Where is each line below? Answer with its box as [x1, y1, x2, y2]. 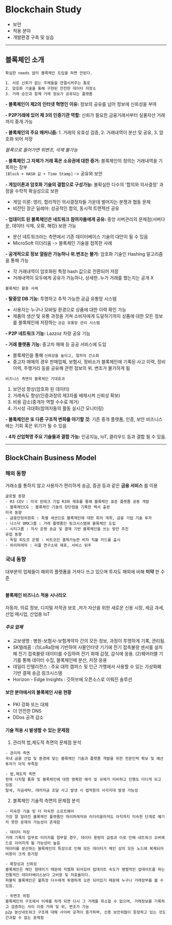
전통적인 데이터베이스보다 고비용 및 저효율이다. [5, 873, 91, 878]
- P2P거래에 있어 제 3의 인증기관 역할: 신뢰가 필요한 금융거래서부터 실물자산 [5, 112, 156, 118]
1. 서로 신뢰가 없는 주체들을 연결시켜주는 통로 [5, 80, 91, 85]
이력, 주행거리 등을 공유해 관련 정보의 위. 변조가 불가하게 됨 [12, 365, 131, 371]
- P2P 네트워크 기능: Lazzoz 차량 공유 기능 [5, 330, 91, 336]
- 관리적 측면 [5, 751, 30, 756]
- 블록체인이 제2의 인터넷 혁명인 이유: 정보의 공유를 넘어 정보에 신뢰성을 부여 [5, 101, 157, 107]
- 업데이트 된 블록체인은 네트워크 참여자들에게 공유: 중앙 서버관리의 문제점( [5, 216, 153, 222]
